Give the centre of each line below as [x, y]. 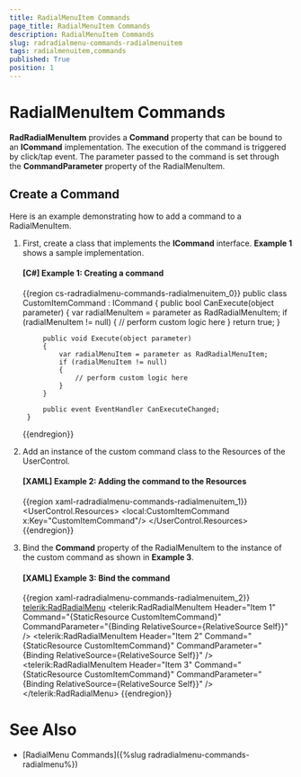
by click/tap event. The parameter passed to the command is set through [144, 156]
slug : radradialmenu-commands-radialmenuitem [96, 43]
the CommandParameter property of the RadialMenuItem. [117, 166]
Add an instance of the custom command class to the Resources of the [154, 451]
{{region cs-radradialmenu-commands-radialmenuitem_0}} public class [155, 293]
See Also [43, 730]
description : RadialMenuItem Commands [82, 34]
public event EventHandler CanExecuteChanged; [131, 409]
